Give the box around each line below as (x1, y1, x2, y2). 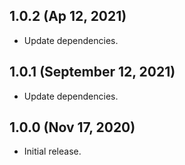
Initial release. (23, 145, 82, 158)
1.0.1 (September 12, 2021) (9, 64, 176, 81)
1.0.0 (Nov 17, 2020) (9, 119, 136, 136)
